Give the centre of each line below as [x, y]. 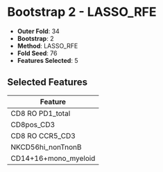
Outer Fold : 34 [38, 31]
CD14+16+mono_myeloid [53, 158]
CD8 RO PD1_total [41, 113]
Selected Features [48, 83]
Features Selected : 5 [48, 60]
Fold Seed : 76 [37, 53]
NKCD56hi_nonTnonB [46, 147]
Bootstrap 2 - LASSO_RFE [82, 12]
